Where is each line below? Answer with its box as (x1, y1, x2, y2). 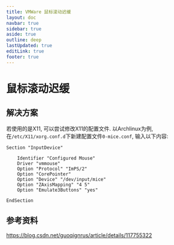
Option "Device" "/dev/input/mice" (17, 176, 107, 182)
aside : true (6, 31, 36, 38)
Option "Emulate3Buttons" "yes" (17, 187, 98, 193)
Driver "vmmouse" (17, 160, 61, 166)
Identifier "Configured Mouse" (17, 155, 96, 161)
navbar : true (6, 20, 39, 26)
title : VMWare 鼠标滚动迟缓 (6, 8, 71, 15)
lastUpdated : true (6, 43, 52, 49)
